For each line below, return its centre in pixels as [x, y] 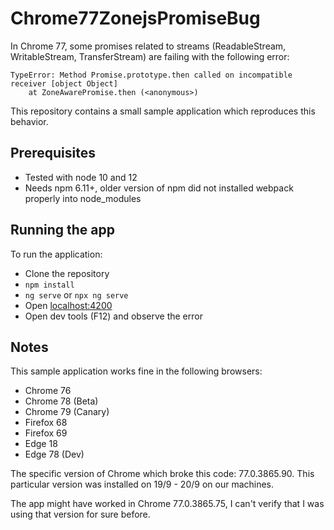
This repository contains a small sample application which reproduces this [163, 111]
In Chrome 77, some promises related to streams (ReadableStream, [148, 46]
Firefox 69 [46, 433]
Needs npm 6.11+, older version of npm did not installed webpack [159, 188]
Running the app [62, 230]
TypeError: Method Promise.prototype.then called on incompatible [151, 75]
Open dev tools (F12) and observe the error [113, 316]
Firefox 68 [46, 423]
